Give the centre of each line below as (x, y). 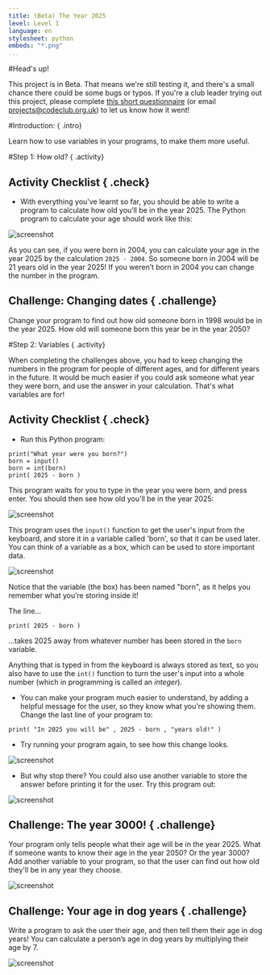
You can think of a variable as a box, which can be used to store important (132, 547)
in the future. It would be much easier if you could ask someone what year (132, 377)
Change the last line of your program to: (86, 715)
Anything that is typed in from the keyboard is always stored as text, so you (133, 665)
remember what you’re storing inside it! (73, 595)
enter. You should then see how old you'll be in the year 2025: (111, 498)
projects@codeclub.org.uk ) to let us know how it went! (99, 110)
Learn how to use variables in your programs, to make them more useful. (129, 141)
